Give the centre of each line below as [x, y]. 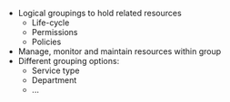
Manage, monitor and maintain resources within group [120, 51]
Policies [46, 42]
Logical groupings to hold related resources [100, 13]
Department [54, 80]
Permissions [55, 32]
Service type [55, 70]
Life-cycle [50, 23]
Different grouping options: [69, 61]
